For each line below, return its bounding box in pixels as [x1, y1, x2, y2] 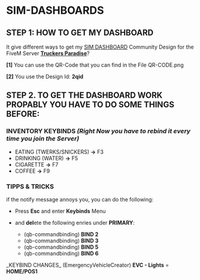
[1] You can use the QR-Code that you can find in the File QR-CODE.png [6, 61, 184, 68]
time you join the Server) [6, 134, 80, 143]
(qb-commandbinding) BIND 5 [23, 243, 99, 251]
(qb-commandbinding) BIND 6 [23, 249, 99, 257]
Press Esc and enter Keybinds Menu [14, 207, 106, 215]
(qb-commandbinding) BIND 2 [23, 230, 99, 237]
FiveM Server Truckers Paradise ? [6, 50, 90, 57]
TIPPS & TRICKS [6, 182, 54, 191]
